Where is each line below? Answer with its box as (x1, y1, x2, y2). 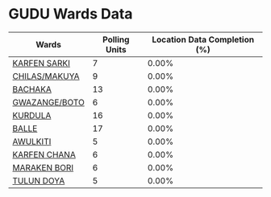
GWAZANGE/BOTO (12, 96, 85, 108)
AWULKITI (12, 136, 52, 147)
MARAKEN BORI (12, 162, 74, 173)
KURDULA (12, 109, 52, 121)
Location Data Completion (152, 34, 255, 45)
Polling (102, 34, 130, 45)
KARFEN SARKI (12, 57, 71, 68)
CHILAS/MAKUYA (12, 70, 80, 81)
